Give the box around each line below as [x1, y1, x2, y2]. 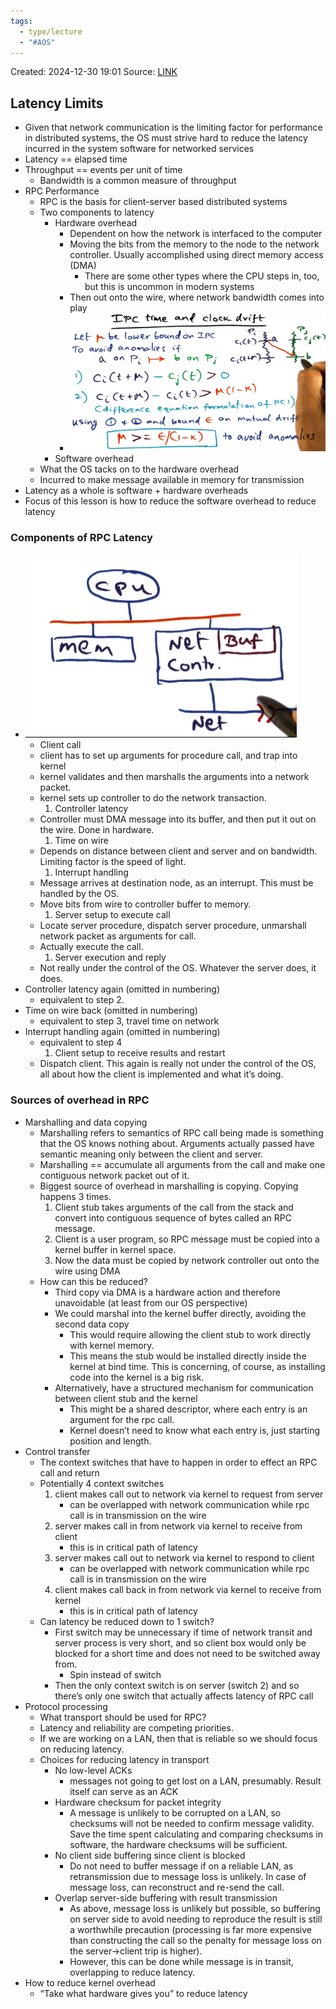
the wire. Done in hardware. [39, 824, 155, 836]
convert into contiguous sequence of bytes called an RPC [54, 1211, 292, 1224]
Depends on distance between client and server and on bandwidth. [39, 845, 318, 857]
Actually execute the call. [39, 941, 144, 953]
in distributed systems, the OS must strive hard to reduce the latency [24, 132, 308, 144]
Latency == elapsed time [24, 153, 128, 165]
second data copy [54, 1318, 130, 1330]
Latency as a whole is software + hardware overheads [24, 484, 249, 496]
